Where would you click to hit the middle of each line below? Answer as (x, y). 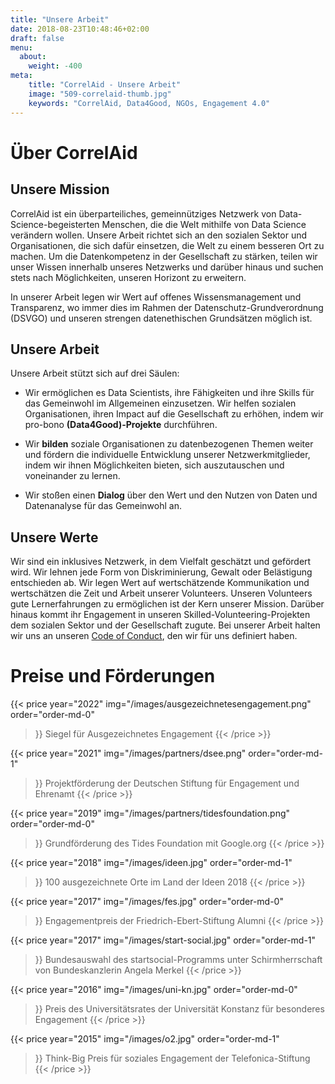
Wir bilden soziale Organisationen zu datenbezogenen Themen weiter (169, 444)
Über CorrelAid (74, 152)
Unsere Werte (54, 537)
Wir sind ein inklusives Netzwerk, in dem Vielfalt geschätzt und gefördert (161, 562)
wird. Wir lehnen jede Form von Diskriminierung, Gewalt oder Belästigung (161, 572)
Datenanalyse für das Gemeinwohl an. (103, 506)
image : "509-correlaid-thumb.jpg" (100, 94)
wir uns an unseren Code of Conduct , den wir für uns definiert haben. (154, 636)
